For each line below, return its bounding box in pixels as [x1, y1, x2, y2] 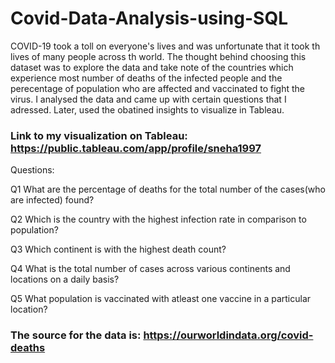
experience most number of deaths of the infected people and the [10, 72, 283, 84]
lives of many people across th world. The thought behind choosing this [10, 50, 307, 62]
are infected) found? [10, 194, 95, 206]
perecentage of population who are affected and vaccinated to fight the [10, 82, 306, 94]
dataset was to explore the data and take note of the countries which [10, 61, 294, 73]
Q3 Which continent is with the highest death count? [10, 243, 227, 256]
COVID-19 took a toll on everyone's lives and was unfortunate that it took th [10, 40, 321, 52]
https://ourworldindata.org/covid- [143, 328, 314, 342]
